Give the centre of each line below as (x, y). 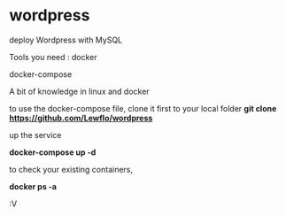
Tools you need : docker (53, 57)
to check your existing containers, (71, 169)
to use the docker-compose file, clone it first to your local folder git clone (143, 108)
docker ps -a (33, 186)
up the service (35, 135)
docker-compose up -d (53, 152)
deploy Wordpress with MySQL (66, 40)
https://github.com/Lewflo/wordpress (81, 118)
